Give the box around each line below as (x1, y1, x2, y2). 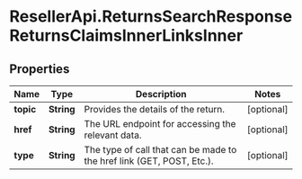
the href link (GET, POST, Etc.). (84, 155, 214, 167)
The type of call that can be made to (84, 144, 237, 156)
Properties (9, 61, 70, 76)
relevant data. (84, 129, 142, 141)
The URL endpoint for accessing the (84, 118, 236, 130)
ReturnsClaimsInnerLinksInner (9, 25, 244, 46)
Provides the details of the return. (84, 103, 226, 115)
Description (135, 88, 187, 100)
